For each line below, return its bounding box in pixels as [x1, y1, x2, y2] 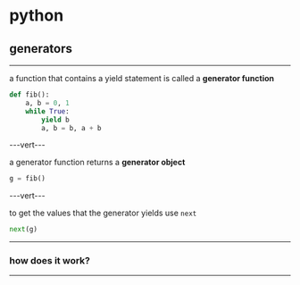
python [9, 5, 64, 26]
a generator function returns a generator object [9, 157, 186, 168]
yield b [41, 115, 70, 124]
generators [9, 41, 73, 56]
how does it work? [9, 255, 91, 267]
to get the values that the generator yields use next [9, 207, 197, 219]
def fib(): [9, 90, 50, 99]
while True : [25, 106, 70, 116]
